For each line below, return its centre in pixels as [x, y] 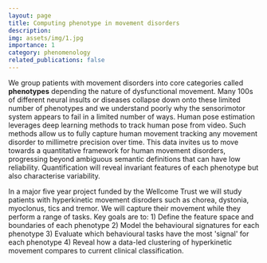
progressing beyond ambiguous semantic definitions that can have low [124, 159]
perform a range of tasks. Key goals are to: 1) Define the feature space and [131, 217]
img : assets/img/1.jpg [46, 38]
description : [30, 30]
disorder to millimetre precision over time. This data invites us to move [124, 142]
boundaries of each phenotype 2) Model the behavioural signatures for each [134, 225]
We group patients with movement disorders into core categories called [126, 82]
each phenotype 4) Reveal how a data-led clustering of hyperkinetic [120, 242]
